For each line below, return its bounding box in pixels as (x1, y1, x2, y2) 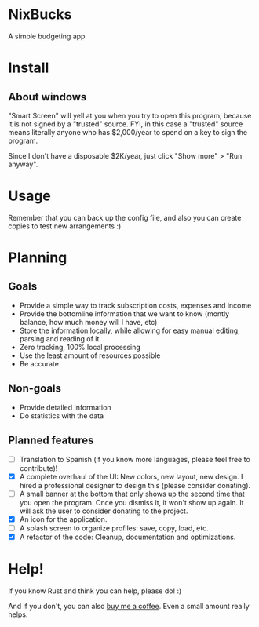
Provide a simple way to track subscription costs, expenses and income (19, 301, 252, 310)
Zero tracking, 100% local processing (19, 342, 141, 352)
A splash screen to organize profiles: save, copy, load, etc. (19, 523, 210, 533)
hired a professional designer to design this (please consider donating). (19, 480, 251, 490)
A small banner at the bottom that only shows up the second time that (19, 489, 245, 498)
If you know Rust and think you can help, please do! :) (8, 586, 182, 596)
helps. (8, 610, 28, 619)
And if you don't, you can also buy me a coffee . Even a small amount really (8, 601, 250, 611)
